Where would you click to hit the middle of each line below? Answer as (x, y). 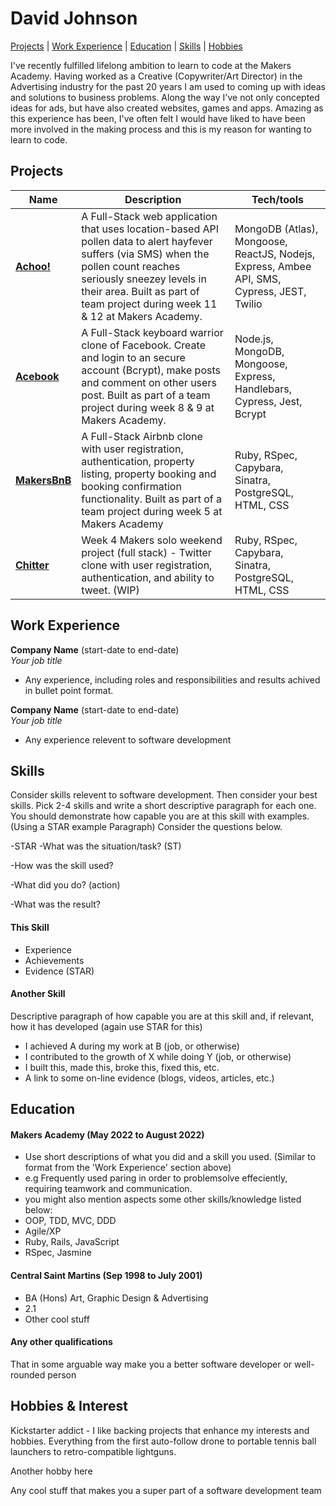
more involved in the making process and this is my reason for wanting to (161, 129)
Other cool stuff (57, 1319)
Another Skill (38, 994)
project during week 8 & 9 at (148, 407)
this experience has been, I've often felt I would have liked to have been (158, 118)
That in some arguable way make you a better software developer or (151, 1364)
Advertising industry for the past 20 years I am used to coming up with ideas (168, 86)
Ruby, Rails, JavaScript (72, 1242)
